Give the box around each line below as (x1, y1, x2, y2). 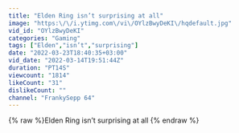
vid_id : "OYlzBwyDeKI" (8, 26, 84, 34)
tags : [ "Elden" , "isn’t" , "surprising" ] (8, 42, 138, 50)
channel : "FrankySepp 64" (8, 94, 95, 102)
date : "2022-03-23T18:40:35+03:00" (8, 49, 128, 57)
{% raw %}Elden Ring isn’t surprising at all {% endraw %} (8, 115, 200, 125)
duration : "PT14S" (8, 64, 70, 72)
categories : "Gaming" (8, 34, 81, 42)
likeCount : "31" (8, 79, 63, 87)
